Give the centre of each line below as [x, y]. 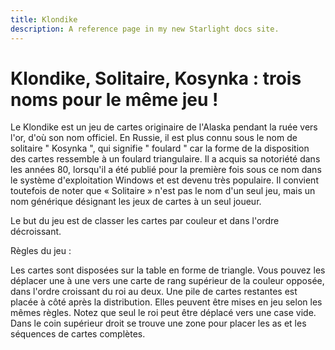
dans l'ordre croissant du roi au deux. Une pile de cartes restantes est [154, 292]
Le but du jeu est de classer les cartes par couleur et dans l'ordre [145, 221]
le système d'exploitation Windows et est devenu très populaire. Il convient [164, 180]
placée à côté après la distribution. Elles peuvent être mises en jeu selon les [166, 302]
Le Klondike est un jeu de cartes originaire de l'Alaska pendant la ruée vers [164, 127]
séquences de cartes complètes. [78, 334]
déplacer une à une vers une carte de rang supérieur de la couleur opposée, [167, 281]
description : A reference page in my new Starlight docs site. [145, 29]
